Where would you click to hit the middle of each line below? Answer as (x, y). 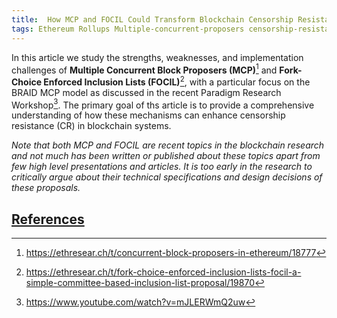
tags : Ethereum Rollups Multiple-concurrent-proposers (128, 29)
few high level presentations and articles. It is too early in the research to (162, 167)
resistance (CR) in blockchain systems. (91, 126)
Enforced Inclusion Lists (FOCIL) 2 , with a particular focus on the (177, 81)
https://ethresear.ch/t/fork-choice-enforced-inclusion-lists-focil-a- (163, 272)
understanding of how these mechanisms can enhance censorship (148, 115)
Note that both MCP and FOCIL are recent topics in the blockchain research (168, 145)
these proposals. (46, 188)
